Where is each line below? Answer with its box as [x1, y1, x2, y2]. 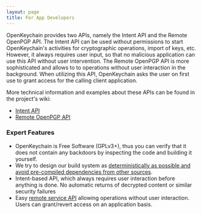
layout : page [6, 9, 40, 15]
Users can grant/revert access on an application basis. [15, 201, 153, 208]
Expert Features [6, 129, 55, 137]
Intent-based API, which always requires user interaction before [15, 174, 175, 182]
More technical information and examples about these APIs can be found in [6, 88, 195, 96]
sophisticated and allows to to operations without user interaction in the [6, 63, 186, 71]
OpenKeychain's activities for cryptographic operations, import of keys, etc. [6, 44, 197, 52]
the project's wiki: [6, 95, 51, 102]
